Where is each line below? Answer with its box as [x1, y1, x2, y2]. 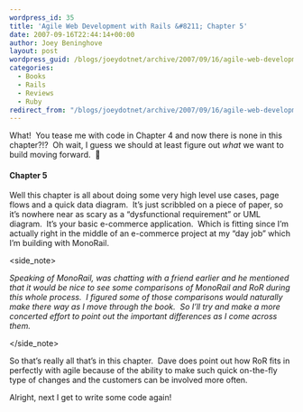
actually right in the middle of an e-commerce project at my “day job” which [9, 228, 291, 239]
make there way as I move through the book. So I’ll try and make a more [9, 301, 281, 312]
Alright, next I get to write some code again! [9, 392, 172, 403]
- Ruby [17, 96, 42, 106]
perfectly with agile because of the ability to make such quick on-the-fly [9, 365, 278, 376]
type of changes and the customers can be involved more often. [9, 375, 248, 386]
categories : [9, 64, 54, 73]
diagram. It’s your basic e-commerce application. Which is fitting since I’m [9, 218, 289, 230]
